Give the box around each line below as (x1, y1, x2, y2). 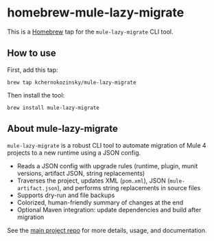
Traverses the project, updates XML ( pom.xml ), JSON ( (16, 176, 170, 185)
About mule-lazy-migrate (7, 123, 118, 135)
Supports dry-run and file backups (16, 191, 115, 199)
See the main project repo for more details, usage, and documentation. (7, 226, 207, 234)
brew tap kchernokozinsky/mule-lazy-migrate (7, 79, 136, 86)
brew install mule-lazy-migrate (7, 104, 99, 111)
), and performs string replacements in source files (57, 183, 201, 192)
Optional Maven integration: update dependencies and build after (16, 205, 202, 214)
